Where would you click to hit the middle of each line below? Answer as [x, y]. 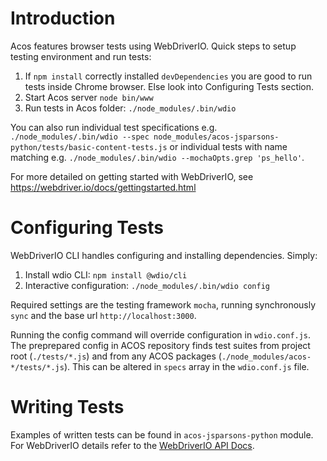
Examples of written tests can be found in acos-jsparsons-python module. [162, 434]
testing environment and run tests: [81, 56]
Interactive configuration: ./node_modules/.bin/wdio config [147, 285]
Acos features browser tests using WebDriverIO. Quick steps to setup [153, 46]
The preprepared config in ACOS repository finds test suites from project [160, 345]
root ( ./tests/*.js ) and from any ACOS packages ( [116, 356]
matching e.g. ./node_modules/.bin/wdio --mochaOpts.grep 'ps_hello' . [157, 157]
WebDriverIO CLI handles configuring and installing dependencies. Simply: [164, 255]
